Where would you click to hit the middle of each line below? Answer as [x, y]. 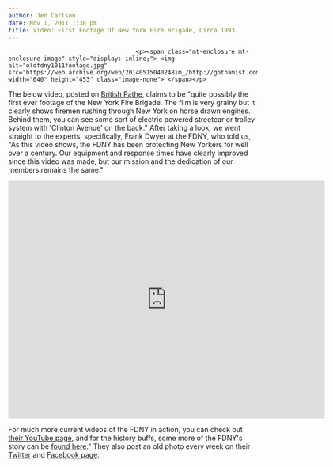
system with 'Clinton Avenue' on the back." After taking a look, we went [125, 128]
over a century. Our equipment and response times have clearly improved [128, 153]
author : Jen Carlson [42, 15]
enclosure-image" [37, 59]
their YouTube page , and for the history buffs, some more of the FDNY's [125, 438]
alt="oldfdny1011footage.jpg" [58, 66]
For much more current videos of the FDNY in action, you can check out [125, 430]
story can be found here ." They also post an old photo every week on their [129, 446]
